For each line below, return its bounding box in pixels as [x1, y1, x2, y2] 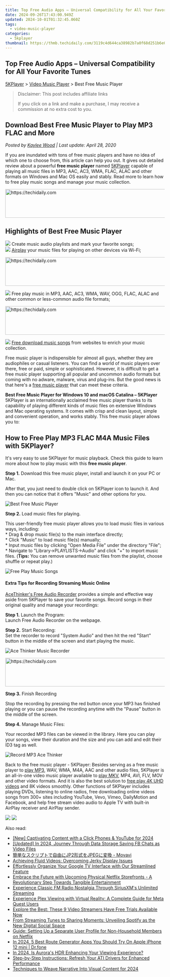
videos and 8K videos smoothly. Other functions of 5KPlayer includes [5, 783, 150, 789]
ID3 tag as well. [5, 742, 37, 748]
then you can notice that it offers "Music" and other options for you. [5, 491, 147, 497]
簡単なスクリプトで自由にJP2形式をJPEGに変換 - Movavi [12, 852, 132, 858]
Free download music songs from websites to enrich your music [11, 339, 145, 346]
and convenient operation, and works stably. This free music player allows [5, 413, 160, 420]
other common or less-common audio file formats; [5, 296, 110, 302]
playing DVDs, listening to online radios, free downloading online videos [5, 789, 155, 795]
